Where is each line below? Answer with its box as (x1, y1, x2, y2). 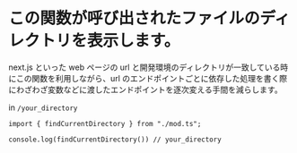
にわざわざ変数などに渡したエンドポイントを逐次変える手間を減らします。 (8, 84, 284, 95)
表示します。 (87, 30, 180, 51)
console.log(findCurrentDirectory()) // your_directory (8, 135, 222, 144)
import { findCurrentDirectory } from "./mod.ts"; (8, 119, 202, 128)
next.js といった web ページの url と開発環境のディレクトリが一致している (8, 62, 281, 72)
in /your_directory (8, 102, 78, 113)
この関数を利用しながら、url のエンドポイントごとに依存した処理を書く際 (15, 72, 288, 83)
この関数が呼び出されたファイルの (8, 8, 261, 29)
